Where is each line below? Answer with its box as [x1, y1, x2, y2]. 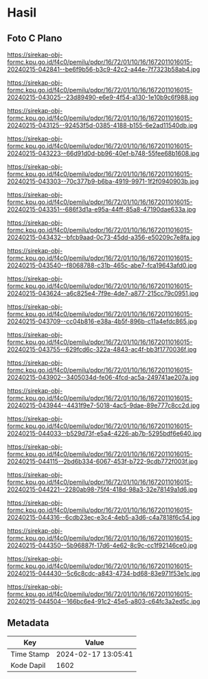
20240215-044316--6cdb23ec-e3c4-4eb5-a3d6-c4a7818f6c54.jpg [7, 514, 200, 521]
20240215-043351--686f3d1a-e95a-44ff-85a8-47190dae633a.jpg [7, 205, 196, 213]
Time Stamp [10, 649, 50, 659]
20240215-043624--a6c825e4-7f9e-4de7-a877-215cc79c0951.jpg [7, 290, 199, 297]
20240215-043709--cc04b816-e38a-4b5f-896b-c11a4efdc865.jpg [7, 317, 198, 325]
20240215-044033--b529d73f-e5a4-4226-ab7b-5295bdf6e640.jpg [7, 429, 202, 437]
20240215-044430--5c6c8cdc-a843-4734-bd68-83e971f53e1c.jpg [7, 569, 200, 577]
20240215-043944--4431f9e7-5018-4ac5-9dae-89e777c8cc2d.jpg [7, 401, 200, 409]
